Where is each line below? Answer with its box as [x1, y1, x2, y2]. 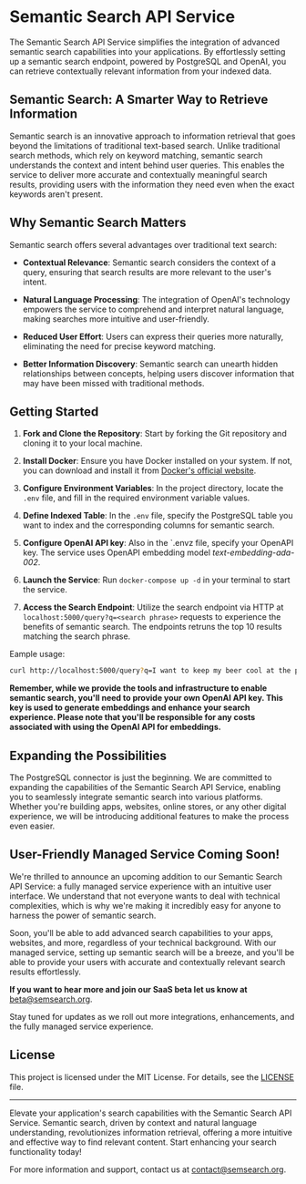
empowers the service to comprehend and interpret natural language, [22, 304, 284, 314]
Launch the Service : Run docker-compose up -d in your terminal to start [22, 574, 291, 585]
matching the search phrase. [22, 631, 131, 642]
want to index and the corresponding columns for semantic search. [22, 520, 275, 530]
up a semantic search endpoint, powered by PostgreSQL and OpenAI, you [9, 56, 287, 67]
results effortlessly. [9, 966, 82, 977]
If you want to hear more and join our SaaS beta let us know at [9, 983, 248, 994]
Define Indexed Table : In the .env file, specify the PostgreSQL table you [22, 510, 293, 521]
